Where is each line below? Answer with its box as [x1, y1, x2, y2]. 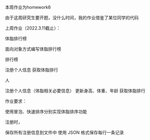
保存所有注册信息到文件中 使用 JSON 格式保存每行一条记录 [5, 130, 124, 135]
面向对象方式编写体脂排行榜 [5, 46, 61, 52]
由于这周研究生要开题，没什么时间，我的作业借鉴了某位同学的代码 [5, 15, 139, 21]
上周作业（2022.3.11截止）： [5, 25, 60, 31]
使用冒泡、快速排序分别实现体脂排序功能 [5, 109, 87, 114]
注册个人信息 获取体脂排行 [5, 67, 58, 73]
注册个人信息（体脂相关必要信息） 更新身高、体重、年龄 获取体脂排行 [5, 88, 146, 93]
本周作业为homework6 [5, 4, 51, 10]
